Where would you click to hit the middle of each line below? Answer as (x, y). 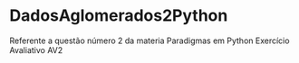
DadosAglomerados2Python (119, 16)
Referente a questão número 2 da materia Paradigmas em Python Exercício (149, 40)
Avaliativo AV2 (36, 49)
